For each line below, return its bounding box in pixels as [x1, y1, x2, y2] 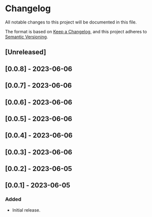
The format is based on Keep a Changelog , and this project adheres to [5, 28, 147, 34]
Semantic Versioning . [5, 34, 48, 40]
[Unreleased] [5, 48, 47, 56]
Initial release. [12, 207, 41, 213]
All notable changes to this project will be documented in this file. [5, 19, 137, 25]
